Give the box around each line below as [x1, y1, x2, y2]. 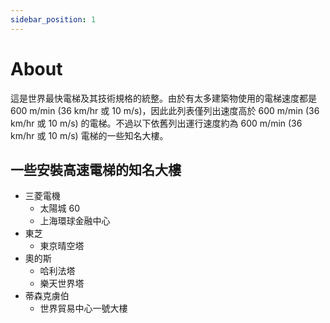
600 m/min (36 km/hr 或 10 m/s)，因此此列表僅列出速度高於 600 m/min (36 [10, 104, 320, 116]
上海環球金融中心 [39, 215, 111, 227]
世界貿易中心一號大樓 [39, 302, 128, 315]
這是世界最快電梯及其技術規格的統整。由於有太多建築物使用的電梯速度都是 [10, 92, 317, 104]
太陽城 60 [39, 202, 81, 215]
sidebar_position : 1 [10, 14, 97, 25]
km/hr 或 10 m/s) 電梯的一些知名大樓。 [10, 129, 169, 141]
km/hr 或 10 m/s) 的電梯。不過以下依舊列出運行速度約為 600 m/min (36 [10, 117, 303, 129]
